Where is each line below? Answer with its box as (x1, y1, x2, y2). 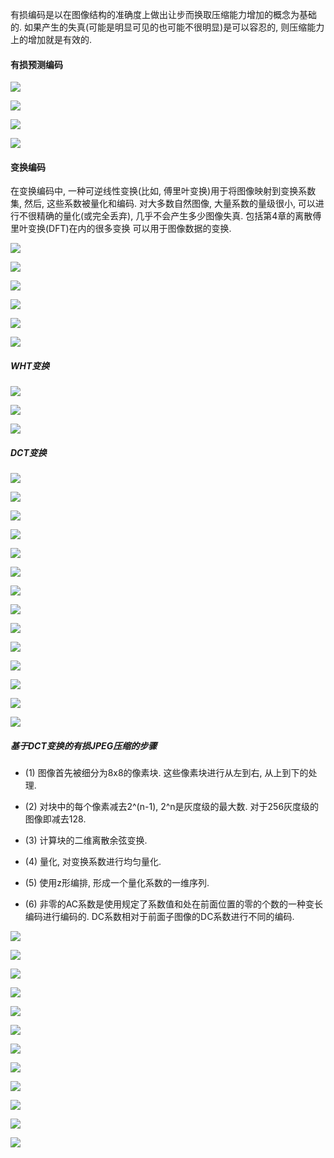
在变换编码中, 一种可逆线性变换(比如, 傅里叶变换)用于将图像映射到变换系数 (10, 185, 317, 197)
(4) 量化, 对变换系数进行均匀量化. (24, 856, 162, 868)
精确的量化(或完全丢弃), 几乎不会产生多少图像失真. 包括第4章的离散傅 (36, 210, 322, 222)
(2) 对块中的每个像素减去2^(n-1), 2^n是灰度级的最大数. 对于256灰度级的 (24, 801, 320, 813)
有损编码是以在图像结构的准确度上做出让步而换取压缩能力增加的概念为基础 (10, 9, 317, 20)
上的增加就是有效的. (10, 34, 93, 45)
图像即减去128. (24, 813, 87, 825)
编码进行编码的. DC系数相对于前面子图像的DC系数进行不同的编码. (24, 911, 295, 923)
